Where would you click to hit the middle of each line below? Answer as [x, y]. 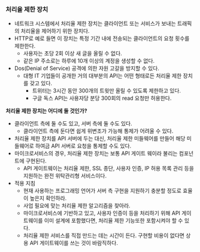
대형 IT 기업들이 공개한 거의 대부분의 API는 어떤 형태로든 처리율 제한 [102, 76]
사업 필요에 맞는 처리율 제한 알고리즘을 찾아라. [77, 206]
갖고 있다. [41, 83]
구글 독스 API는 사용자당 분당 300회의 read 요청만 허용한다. [102, 98]
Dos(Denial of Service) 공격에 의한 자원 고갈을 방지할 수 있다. [87, 68]
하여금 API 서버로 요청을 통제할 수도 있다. [83, 146]
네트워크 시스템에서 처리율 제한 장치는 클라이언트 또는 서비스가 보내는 [95, 24]
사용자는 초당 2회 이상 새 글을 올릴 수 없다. [72, 53]
